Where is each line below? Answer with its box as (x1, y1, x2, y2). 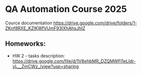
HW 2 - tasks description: (12, 53, 65, 59)
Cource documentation (5, 20, 53, 26)
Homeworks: (5, 40, 46, 48)
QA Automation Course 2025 (5, 3, 127, 15)
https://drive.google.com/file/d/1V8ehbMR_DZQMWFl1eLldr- (12, 58, 136, 64)
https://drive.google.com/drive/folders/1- (53, 20, 138, 26)
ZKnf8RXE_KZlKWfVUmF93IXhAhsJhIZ (5, 25, 85, 31)
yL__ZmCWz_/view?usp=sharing (12, 63, 79, 69)
